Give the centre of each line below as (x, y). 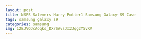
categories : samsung (27, 24)
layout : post (19, 10)
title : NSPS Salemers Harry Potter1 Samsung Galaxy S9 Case (71, 15)
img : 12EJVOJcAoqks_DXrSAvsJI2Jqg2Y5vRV (49, 29)
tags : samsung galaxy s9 (32, 19)
